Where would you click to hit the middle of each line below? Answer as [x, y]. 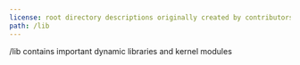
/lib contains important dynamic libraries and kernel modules [121, 51]
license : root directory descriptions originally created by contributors [151, 17]
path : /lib [29, 26]
